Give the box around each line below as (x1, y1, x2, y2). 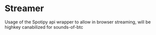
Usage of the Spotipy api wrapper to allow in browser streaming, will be (4, 19, 151, 25)
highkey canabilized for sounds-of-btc (4, 24, 83, 30)
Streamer (4, 3, 44, 14)
